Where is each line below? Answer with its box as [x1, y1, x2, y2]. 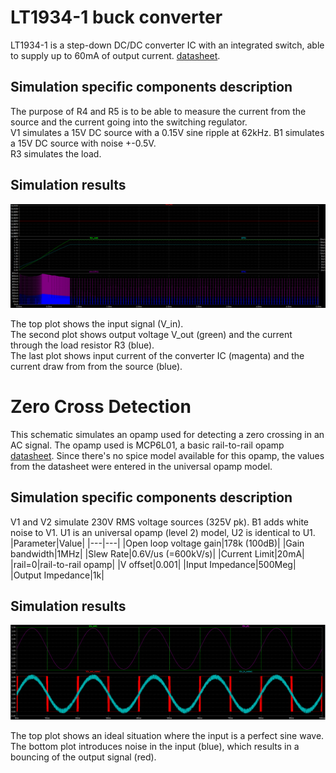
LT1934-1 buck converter [10, 6, 223, 29]
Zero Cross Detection [10, 396, 192, 418]
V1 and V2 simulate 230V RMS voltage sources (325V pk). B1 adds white [10, 516, 309, 528]
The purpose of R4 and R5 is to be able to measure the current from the [10, 105, 307, 117]
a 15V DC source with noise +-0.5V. [10, 137, 157, 149]
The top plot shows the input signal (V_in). [10, 317, 184, 330]
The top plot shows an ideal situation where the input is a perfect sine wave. [10, 730, 325, 742]
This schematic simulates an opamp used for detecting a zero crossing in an [10, 428, 325, 440]
